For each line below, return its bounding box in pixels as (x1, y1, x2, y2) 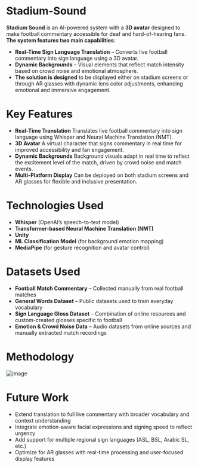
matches (14, 291, 37, 298)
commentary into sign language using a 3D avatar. (14, 54, 139, 62)
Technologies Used (6, 199, 104, 213)
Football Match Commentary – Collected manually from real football (14, 285, 184, 292)
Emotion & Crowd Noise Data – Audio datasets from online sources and (14, 323, 191, 330)
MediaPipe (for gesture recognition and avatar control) (14, 244, 150, 251)
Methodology (6, 350, 75, 363)
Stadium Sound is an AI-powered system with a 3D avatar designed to (6, 24, 181, 31)
